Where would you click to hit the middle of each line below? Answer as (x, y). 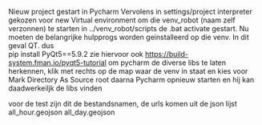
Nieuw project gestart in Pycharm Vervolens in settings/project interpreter (130, 12)
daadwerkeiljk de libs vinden (55, 88)
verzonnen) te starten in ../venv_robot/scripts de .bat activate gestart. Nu (129, 28)
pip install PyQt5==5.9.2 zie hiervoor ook (76, 54)
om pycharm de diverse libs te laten (167, 62)
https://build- (167, 54)
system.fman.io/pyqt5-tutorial (57, 62)
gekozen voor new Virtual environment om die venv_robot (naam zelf (122, 20)
